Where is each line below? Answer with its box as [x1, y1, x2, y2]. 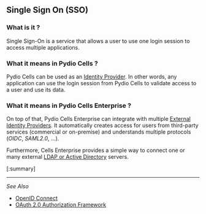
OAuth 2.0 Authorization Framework [15, 201, 106, 208]
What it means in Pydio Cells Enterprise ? [6, 101, 132, 110]
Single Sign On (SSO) [6, 5, 89, 15]
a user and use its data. [6, 86, 66, 93]
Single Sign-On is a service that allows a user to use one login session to [6, 37, 190, 45]
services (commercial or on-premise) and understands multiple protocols [6, 128, 191, 136]
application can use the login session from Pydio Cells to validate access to [6, 79, 197, 86]
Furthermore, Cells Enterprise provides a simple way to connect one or [6, 147, 185, 154]
